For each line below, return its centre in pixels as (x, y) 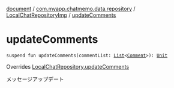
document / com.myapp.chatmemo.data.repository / (71, 9)
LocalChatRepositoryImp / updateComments (61, 15)
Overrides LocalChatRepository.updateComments (68, 66)
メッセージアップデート (35, 79)
